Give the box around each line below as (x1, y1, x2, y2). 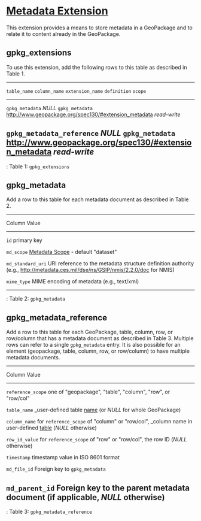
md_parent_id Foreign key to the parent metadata (6, 483, 190, 493)
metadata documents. (6, 354, 60, 361)
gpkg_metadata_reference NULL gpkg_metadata (6, 128, 175, 138)
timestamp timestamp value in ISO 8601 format (6, 454, 120, 461)
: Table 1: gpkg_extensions (6, 163, 70, 170)
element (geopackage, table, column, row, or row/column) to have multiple (6, 347, 190, 355)
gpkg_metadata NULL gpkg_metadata (6, 104, 93, 111)
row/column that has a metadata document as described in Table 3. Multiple (6, 335, 194, 342)
